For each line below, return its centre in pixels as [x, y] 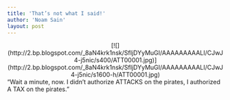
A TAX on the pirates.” [38, 89]
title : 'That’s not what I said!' [57, 13]
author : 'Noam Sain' [37, 20]
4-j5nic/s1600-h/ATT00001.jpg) [115, 75]
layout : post [26, 26]
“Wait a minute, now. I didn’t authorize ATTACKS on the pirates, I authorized [114, 82]
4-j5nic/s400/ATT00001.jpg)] [115, 60]
